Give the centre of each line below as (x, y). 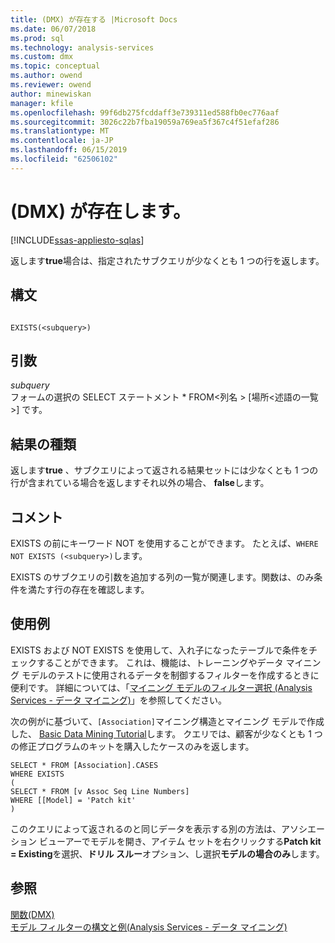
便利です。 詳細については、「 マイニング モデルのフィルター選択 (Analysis (161, 687)
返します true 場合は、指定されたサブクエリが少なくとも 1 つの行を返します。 (167, 260)
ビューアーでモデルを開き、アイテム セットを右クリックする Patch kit (180, 841)
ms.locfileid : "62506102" (64, 159)
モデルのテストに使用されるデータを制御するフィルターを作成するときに (170, 675)
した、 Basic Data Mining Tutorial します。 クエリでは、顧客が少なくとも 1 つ (166, 733)
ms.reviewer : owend (51, 85)
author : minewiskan (51, 94)
